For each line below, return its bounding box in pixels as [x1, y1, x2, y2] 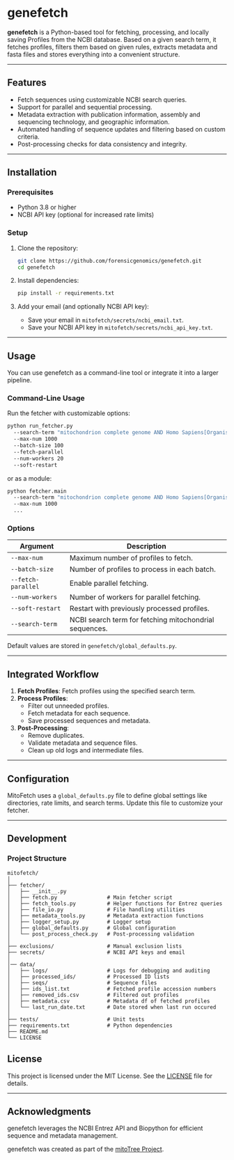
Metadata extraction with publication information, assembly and [17, 110, 201, 118]
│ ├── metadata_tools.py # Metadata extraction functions [7, 912, 204, 919]
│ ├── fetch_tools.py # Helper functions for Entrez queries [7, 900, 223, 907]
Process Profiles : [17, 695, 68, 703]
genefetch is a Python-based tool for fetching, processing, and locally [7, 28, 209, 36]
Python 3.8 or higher [17, 203, 77, 212]
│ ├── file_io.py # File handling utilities [7, 906, 186, 913]
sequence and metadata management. [7, 1131, 118, 1140]
